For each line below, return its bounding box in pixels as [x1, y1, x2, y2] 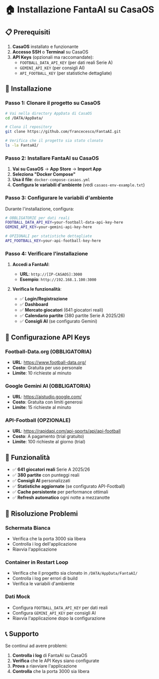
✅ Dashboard [19, 302, 49, 308]
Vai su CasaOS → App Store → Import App [12, 166, 102, 172]
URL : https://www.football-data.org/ [12, 359, 86, 365]
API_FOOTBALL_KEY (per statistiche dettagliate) [19, 70, 112, 76]
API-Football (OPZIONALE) [5, 417, 71, 424]
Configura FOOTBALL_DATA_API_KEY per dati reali [12, 605, 108, 611]
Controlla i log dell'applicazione [12, 541, 77, 547]
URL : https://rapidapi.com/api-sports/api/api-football [12, 428, 121, 434]
